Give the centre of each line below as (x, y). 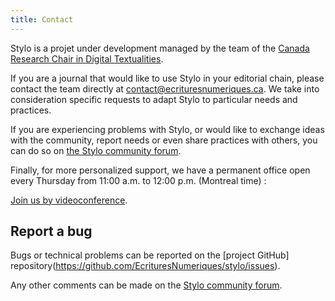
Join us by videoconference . (69, 200)
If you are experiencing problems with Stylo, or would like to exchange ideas (167, 129)
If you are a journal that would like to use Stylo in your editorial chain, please (167, 78)
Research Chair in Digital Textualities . (87, 58)
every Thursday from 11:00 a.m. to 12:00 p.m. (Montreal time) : (138, 180)
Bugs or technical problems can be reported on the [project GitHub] (150, 255)
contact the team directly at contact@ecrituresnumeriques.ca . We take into (165, 88)
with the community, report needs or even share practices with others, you (164, 140)
